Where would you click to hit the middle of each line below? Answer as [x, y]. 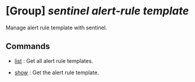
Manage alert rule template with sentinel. [56, 28]
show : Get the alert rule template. [56, 72]
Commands [28, 46]
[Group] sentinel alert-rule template [97, 11]
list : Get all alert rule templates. [54, 60]
